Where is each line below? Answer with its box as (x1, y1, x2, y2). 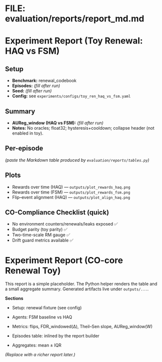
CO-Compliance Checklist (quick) (5, 209, 109, 217)
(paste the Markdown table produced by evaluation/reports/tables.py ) (5, 157, 149, 163)
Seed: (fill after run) (12, 88, 52, 94)
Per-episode (5, 144, 44, 152)
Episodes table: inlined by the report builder (12, 333, 99, 339)
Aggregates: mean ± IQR (12, 342, 62, 348)
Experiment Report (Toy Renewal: (5, 35, 143, 46)
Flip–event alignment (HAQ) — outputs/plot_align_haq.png (12, 194, 130, 200)
